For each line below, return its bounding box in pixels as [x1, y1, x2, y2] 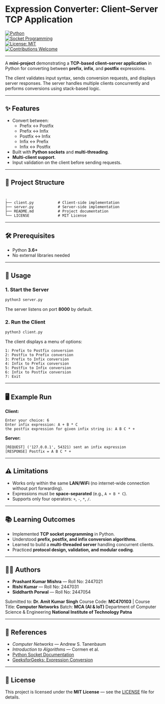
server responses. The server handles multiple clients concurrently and [5, 80, 150, 86]
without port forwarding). [12, 485, 63, 491]
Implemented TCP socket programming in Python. [12, 531, 115, 537]
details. [5, 694, 20, 700]
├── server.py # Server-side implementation [5, 204, 120, 209]
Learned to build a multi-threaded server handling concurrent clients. [12, 541, 155, 547]
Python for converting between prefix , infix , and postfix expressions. [5, 65, 146, 71]
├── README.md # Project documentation [5, 209, 109, 214]
